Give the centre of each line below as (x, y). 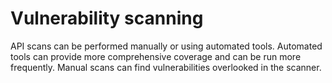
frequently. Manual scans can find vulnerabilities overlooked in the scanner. (166, 67)
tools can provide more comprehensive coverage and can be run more (156, 56)
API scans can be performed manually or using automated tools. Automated (166, 46)
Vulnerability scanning (107, 18)
